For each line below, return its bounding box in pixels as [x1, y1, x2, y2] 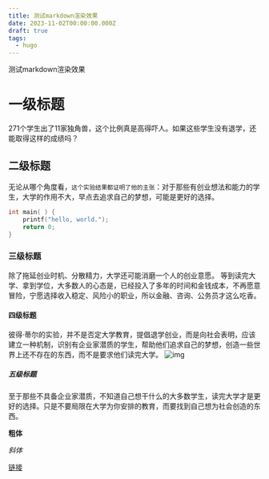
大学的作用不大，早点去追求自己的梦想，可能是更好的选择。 [22, 191, 219, 201]
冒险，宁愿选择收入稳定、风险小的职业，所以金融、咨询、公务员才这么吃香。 [8, 290, 261, 300]
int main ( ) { [8, 207, 56, 216]
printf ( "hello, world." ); [22, 215, 110, 223]
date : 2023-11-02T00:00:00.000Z [8, 19, 116, 27]
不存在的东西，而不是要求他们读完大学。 [29, 349, 163, 359]
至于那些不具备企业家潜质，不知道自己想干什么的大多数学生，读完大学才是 [8, 391, 254, 401]
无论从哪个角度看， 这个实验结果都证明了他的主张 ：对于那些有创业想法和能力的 [8, 182, 254, 191]
